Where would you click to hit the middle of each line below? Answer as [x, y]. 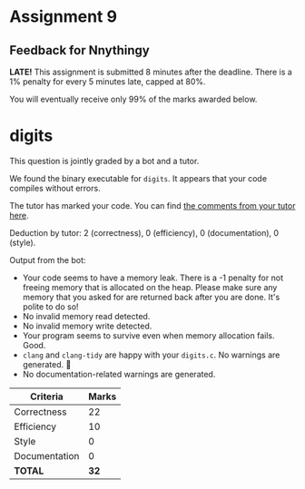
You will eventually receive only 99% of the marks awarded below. [133, 99]
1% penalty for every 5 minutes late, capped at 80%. [108, 82]
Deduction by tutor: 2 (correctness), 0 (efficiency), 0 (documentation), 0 [144, 232]
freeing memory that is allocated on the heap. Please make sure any [150, 287]
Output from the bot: [48, 259]
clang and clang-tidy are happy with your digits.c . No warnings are [151, 355]
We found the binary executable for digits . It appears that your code [138, 178]
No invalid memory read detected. [86, 316]
